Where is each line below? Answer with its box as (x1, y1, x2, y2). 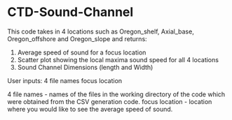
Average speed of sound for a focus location (17, 48, 146, 57)
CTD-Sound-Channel (7, 4, 134, 20)
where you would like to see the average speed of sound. (7, 105, 173, 113)
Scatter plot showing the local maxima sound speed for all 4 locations (17, 55, 219, 63)
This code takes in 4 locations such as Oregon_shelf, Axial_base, (7, 27, 194, 36)
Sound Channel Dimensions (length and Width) (17, 63, 153, 71)
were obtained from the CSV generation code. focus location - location (7, 97, 212, 105)
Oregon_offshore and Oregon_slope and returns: (7, 34, 147, 43)
